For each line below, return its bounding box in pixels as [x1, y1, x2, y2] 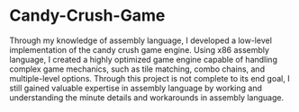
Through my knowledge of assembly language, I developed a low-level [9, 35, 273, 46]
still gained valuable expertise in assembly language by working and [9, 82, 263, 93]
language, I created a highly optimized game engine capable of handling [9, 54, 277, 65]
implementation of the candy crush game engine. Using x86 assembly [9, 44, 270, 55]
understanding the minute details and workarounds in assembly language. [9, 91, 285, 103]
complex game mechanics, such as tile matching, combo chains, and [9, 64, 266, 74]
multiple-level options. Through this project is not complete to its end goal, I [9, 73, 290, 83]
